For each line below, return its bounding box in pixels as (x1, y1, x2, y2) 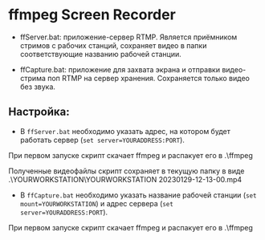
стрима (19, 73, 47, 83)
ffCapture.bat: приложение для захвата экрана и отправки (19, 64, 221, 74)
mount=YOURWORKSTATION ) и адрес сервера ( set (19, 198, 174, 208)
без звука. (19, 82, 56, 92)
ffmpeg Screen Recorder (8, 6, 177, 24)
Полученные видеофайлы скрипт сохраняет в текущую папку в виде (8, 166, 245, 176)
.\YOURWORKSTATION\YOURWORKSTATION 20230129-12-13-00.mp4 (8, 174, 243, 184)
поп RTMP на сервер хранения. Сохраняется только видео (47, 73, 251, 83)
